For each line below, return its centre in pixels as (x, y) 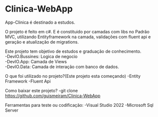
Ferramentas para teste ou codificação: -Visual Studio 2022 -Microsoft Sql (79, 105)
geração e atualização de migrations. (42, 42)
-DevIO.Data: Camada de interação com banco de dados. (62, 67)
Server (12, 110)
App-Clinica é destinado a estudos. (40, 22)
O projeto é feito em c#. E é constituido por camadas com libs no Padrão (77, 31)
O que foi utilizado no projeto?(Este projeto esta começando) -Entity (73, 76)
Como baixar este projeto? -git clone (42, 90)
